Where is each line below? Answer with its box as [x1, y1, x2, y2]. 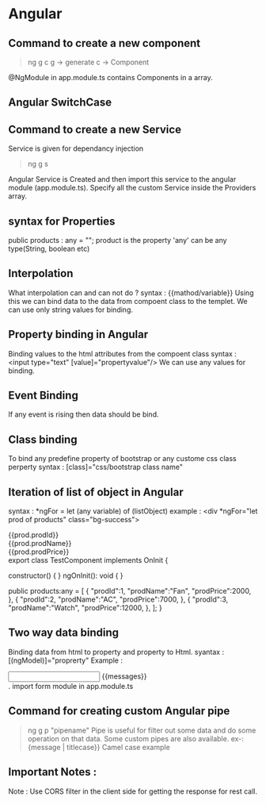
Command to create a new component [8, 37, 200, 50]
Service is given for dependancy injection [8, 144, 144, 153]
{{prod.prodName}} [8, 539, 72, 548]
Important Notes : [8, 765, 97, 779]
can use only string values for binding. [8, 305, 133, 314]
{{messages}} [101, 671, 148, 681]
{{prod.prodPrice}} [8, 547, 70, 556]
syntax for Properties [8, 214, 116, 228]
